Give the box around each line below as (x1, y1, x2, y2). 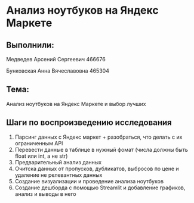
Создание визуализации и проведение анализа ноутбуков (14, 177, 164, 185)
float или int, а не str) (14, 152, 68, 160)
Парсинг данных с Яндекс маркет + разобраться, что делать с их (14, 133, 183, 140)
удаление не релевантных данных (14, 171, 103, 179)
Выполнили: (6, 40, 55, 50)
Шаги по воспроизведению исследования (6, 117, 172, 128)
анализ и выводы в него (14, 190, 76, 197)
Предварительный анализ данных (14, 158, 102, 165)
